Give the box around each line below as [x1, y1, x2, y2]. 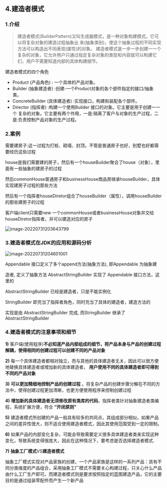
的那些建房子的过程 [5, 199, 45, 205]
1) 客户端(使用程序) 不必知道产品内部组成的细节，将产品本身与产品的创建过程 [5, 341, 162, 347]
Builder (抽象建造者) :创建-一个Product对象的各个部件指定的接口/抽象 [12, 85, 154, 91]
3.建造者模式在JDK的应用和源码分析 [5, 239, 92, 246]
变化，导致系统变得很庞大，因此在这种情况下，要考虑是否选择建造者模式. [5, 437, 155, 443]
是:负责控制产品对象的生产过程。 [12, 117, 80, 122]
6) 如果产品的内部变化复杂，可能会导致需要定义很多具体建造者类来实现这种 [5, 431, 159, 437]
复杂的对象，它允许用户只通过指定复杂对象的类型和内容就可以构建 [17, 52, 153, 58]
